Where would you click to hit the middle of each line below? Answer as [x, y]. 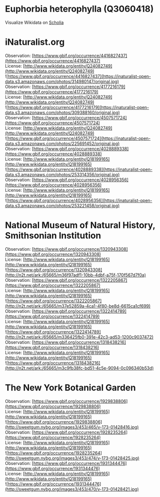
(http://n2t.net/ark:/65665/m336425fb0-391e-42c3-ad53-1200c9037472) [79, 337]
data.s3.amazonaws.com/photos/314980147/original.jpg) [62, 81]
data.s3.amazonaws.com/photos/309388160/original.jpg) [63, 112]
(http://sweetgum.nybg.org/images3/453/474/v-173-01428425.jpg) [72, 458]
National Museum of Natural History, [80, 225]
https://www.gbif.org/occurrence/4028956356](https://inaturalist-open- [80, 200]
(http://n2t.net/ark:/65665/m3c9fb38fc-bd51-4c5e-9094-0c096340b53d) [80, 368]
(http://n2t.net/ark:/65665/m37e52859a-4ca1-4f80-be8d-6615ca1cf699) [78, 306]
